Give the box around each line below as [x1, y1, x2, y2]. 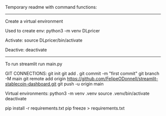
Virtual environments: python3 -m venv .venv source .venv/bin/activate [5, 90, 150, 96]
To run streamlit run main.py [5, 61, 63, 67]
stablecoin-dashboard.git [5, 81, 57, 87]
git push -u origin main [57, 81, 104, 87]
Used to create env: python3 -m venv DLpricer [5, 28, 100, 33]
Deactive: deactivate [5, 47, 47, 53]
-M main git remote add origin [5, 76, 66, 82]
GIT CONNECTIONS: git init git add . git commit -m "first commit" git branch [5, 71, 160, 76]
